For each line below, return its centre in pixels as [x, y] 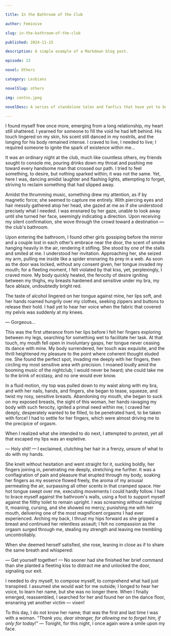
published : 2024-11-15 [29, 42]
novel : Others [20, 70]
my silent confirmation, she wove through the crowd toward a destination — [85, 222]
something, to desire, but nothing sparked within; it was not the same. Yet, [83, 174]
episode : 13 [18, 61]
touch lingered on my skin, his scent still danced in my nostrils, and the [80, 137]
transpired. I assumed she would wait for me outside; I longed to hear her [82, 586]
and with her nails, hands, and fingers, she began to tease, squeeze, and [81, 391]
